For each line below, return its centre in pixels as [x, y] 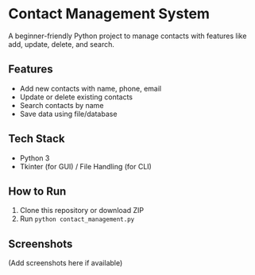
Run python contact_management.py [77, 219]
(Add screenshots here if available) [66, 263]
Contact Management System [109, 14]
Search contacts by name [62, 105]
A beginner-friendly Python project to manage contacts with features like [127, 36]
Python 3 [35, 158]
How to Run [37, 191]
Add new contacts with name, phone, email [90, 88]
